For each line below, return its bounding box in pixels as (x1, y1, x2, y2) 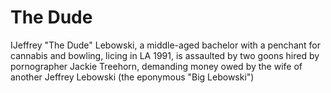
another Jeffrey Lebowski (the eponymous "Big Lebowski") (10, 71, 255, 83)
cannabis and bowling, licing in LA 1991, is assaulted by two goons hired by (10, 49, 320, 61)
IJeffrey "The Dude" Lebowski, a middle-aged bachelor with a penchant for (10, 39, 321, 51)
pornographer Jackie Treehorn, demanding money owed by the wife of (10, 60, 303, 72)
